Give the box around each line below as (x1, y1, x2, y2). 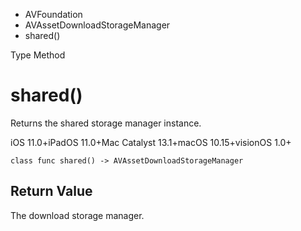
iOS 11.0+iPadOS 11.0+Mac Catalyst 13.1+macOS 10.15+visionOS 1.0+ (10, 136, 292, 148)
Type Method (10, 49, 66, 61)
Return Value (10, 183, 93, 200)
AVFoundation (24, 9, 83, 20)
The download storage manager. (10, 209, 145, 221)
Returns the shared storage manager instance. (10, 117, 202, 129)
